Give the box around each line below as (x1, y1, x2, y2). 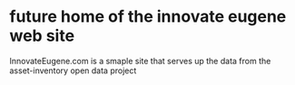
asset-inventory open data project (9, 65, 137, 76)
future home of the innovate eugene (9, 6, 287, 27)
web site (9, 25, 75, 46)
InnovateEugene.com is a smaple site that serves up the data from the (9, 55, 271, 66)
